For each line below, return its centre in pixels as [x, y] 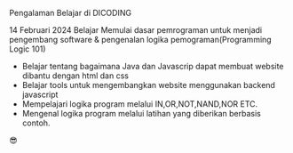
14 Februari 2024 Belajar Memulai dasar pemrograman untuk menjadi [136, 30]
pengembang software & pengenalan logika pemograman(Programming [141, 40]
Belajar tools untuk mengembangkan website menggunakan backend [148, 85]
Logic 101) [28, 49]
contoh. [36, 123]
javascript [40, 94]
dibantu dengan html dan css [75, 76]
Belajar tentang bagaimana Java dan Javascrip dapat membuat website [153, 66]
